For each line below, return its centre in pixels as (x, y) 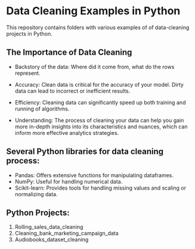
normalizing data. (36, 194)
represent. (27, 73)
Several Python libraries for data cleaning (85, 152)
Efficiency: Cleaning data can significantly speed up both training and (100, 102)
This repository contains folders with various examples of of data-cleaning (98, 27)
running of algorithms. (42, 109)
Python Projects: (38, 212)
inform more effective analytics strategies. (67, 133)
